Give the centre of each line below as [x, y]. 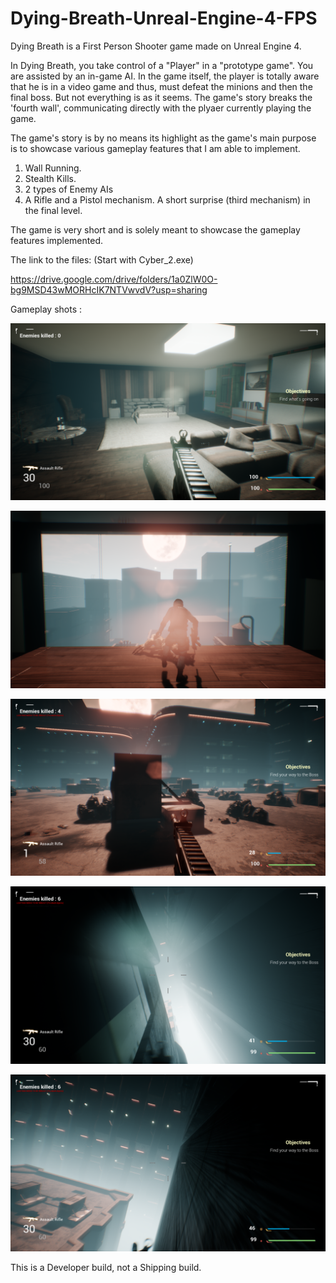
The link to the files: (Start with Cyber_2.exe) [102, 259]
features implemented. [57, 240]
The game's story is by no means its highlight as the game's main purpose [163, 138]
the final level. [53, 210]
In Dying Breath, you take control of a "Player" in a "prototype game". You [162, 65]
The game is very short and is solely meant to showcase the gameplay [155, 229]
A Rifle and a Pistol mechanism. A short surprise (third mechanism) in [167, 199]
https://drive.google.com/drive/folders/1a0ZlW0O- [114, 279]
